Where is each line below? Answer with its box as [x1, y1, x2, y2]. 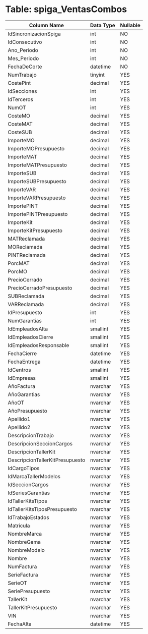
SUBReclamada [8, 293, 44, 300]
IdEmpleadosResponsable [8, 341, 69, 349]
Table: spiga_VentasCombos [5, 4, 127, 15]
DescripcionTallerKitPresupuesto [8, 456, 86, 464]
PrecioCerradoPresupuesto [8, 284, 72, 291]
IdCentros [8, 366, 31, 373]
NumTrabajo [8, 71, 37, 78]
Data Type [90, 22, 116, 29]
